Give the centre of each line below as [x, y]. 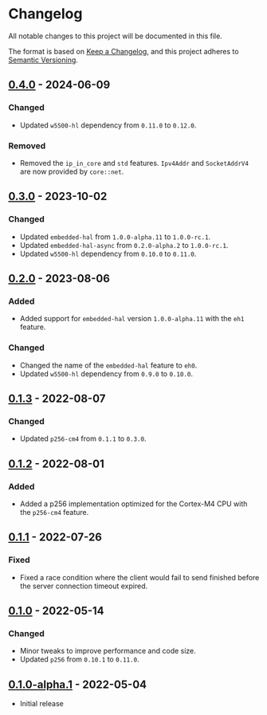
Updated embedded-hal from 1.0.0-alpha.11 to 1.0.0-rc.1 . [115, 237]
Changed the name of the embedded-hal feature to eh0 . [108, 365]
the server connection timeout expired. [84, 586]
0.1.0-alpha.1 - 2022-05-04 [78, 684]
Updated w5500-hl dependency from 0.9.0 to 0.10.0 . [106, 373]
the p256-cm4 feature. [54, 512]
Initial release [41, 704]
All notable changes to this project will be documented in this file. [116, 36]
